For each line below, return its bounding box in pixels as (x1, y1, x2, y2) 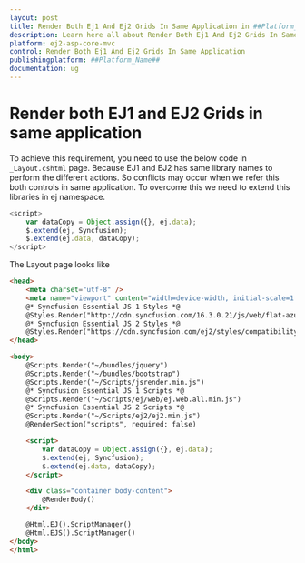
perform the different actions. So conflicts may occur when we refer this (9, 172, 280, 183)
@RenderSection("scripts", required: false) (25, 420, 197, 429)
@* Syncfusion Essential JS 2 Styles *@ (25, 319, 181, 328)
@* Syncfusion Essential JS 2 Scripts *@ (25, 403, 184, 412)
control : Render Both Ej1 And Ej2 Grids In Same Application (9, 47, 246, 56)
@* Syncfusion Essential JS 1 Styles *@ (25, 302, 181, 311)
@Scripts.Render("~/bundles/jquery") (25, 361, 169, 370)
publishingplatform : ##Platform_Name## (9, 55, 161, 65)
